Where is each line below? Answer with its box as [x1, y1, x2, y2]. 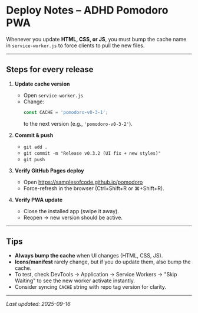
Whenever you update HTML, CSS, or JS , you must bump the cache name [6, 35, 187, 43]
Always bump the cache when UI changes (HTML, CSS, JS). [14, 252, 163, 259]
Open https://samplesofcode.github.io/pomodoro [23, 178, 143, 185]
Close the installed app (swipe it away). [23, 207, 119, 214]
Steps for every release [6, 64, 94, 74]
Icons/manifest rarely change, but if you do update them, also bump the [14, 258, 191, 266]
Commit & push [14, 131, 54, 139]
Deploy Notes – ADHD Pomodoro [6, 4, 169, 17]
